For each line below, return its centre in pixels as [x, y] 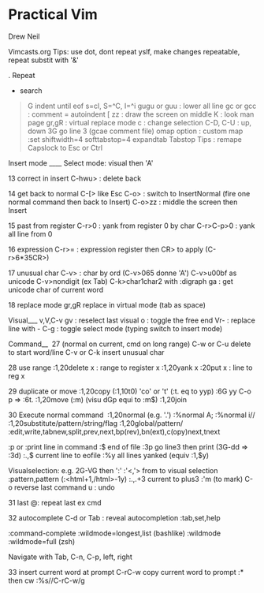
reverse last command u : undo [65, 487]
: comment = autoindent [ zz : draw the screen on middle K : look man [141, 114]
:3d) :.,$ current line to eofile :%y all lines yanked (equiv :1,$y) [109, 455]
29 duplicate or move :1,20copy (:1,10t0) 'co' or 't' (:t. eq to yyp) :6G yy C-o [130, 391]
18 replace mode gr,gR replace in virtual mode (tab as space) [107, 304]
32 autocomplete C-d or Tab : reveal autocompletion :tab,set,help [114, 517]
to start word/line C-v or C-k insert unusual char [86, 352]
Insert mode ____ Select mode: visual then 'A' [81, 162]
